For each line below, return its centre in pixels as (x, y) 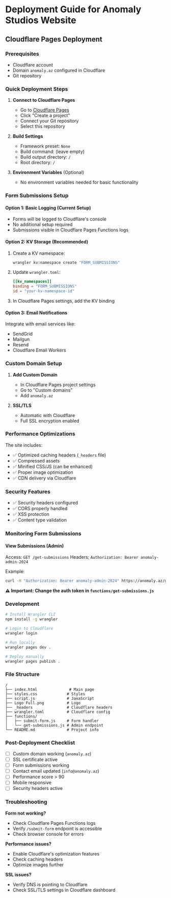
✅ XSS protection (31, 514)
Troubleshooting (26, 802)
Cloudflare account (33, 64)
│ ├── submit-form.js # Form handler (52, 721)
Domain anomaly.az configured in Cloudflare (59, 70)
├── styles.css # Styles (45, 694)
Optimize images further (38, 864)
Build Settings (28, 136)
